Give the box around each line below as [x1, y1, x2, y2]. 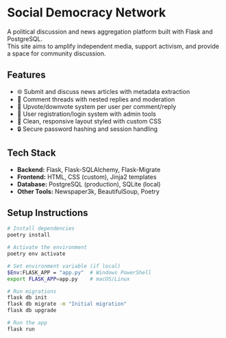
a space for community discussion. [7, 49, 106, 58]
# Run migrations [7, 288, 57, 295]
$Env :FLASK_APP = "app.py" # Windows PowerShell [7, 269, 152, 276]
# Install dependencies [7, 225, 75, 232]
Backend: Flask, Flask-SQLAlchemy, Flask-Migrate [16, 165, 161, 173]
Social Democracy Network [7, 5, 166, 21]
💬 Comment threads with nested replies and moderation [16, 95, 175, 104]
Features [7, 69, 46, 81]
